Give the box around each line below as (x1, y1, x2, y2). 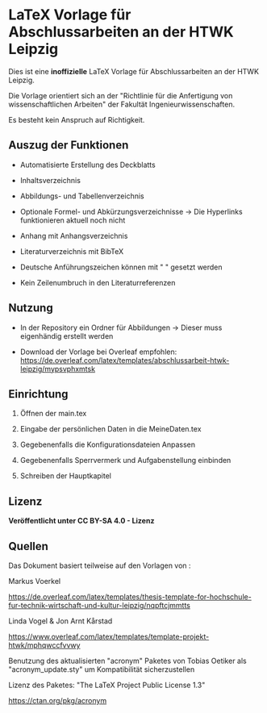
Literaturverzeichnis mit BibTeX (19, 246, 124, 256)
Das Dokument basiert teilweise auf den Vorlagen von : (8, 561, 191, 570)
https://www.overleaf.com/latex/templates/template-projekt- (8, 632, 210, 641)
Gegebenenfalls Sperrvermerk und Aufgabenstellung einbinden (19, 456, 232, 465)
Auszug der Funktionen (8, 139, 129, 152)
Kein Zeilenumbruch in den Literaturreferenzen (19, 277, 176, 287)
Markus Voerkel (8, 577, 61, 586)
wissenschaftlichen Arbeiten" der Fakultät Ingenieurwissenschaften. (8, 99, 236, 109)
